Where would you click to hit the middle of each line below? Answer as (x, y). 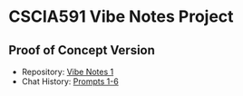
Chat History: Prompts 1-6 (70, 82)
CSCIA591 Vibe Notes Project (121, 17)
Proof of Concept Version (82, 50)
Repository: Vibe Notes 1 (68, 72)
